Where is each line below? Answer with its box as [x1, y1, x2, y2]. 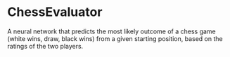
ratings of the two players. [7, 42, 84, 50]
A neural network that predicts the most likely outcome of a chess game [7, 27, 216, 35]
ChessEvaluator [7, 4, 103, 20]
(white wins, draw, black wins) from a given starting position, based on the [7, 34, 223, 42]
